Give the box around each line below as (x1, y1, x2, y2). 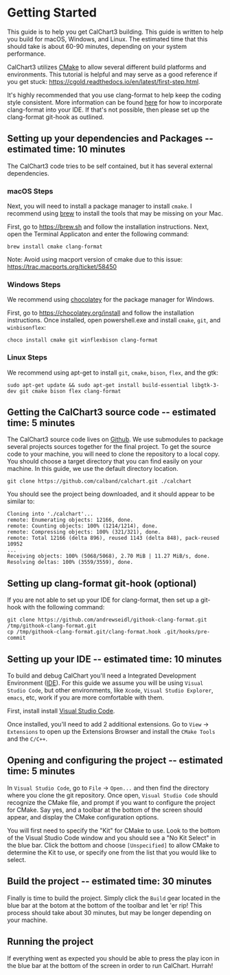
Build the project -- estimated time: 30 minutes (7, 876, 212, 888)
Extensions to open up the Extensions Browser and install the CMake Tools (7, 728, 216, 736)
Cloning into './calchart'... (7, 511, 94, 518)
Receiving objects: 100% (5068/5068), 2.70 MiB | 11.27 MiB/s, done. (7, 553, 211, 560)
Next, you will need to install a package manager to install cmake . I (7, 202, 192, 211)
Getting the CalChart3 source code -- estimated (7, 406, 216, 418)
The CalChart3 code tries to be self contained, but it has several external (7, 162, 213, 170)
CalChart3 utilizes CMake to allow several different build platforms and (7, 63, 207, 71)
